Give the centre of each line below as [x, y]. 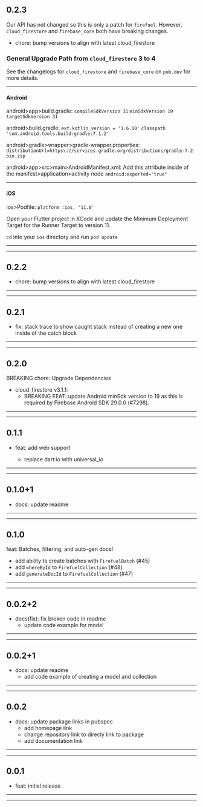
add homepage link [48, 728]
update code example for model [64, 625]
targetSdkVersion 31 [32, 117]
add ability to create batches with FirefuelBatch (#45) [82, 561]
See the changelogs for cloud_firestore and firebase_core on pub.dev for [98, 71]
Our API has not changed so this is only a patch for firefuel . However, [94, 24]
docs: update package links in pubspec [64, 721]
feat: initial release [38, 786]
